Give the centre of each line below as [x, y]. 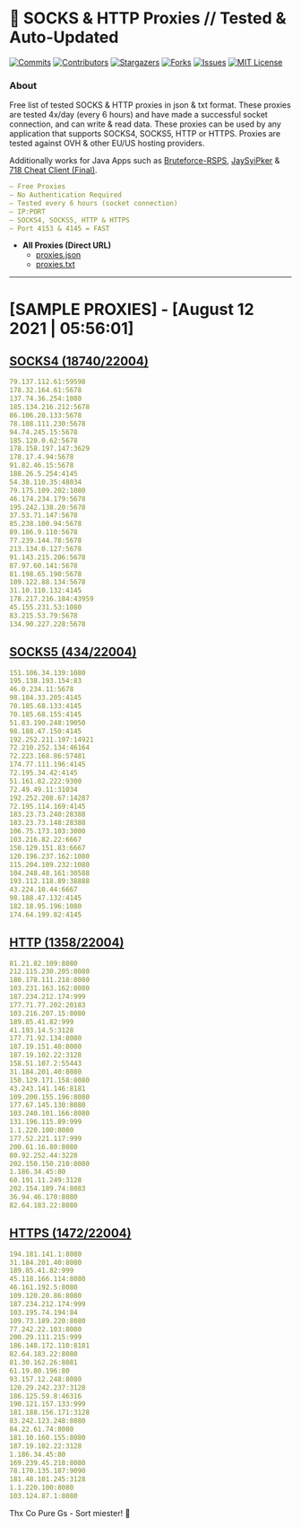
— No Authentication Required [66, 195]
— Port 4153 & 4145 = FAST [60, 228]
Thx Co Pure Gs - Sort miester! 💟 [70, 1513]
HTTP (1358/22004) [67, 943]
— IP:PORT [28, 211]
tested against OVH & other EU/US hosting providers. [107, 144]
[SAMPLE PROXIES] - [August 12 [132, 309]
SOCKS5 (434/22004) [73, 652]
